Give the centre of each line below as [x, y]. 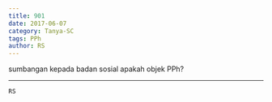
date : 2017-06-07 [38, 23]
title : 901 [27, 16]
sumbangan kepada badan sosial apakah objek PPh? [96, 69]
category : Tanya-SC [41, 31]
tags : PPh [25, 38]
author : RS [27, 46]
